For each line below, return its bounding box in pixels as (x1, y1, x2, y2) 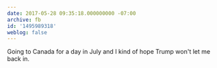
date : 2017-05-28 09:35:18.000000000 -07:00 (7, 10, 136, 17)
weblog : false (7, 29, 48, 36)
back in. (7, 55, 29, 63)
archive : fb (7, 16, 41, 23)
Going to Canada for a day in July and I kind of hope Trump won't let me (7, 48, 211, 56)
